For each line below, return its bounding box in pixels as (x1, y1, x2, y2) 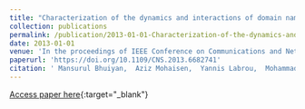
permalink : (9, 30, 51, 39)
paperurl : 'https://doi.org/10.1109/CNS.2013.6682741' (9, 55, 221, 64)
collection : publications (9, 22, 107, 31)
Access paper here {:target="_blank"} (9, 88, 149, 100)
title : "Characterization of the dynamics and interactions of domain (9, 13, 282, 23)
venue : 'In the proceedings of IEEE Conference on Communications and (9, 47, 282, 56)
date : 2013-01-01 (9, 38, 75, 48)
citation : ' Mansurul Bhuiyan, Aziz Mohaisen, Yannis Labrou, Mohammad (9, 64, 299, 74)
